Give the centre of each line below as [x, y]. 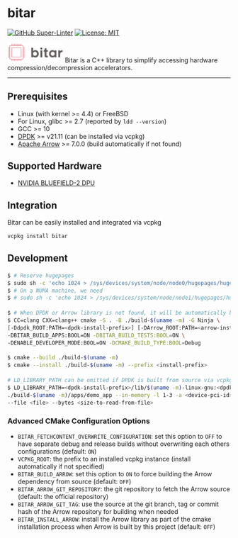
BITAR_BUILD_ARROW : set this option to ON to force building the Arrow [115, 473]
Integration [33, 205]
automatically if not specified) [61, 466]
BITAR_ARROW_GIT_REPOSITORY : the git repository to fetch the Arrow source [124, 489]
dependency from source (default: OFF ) [74, 481]
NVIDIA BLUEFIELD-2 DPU [56, 183]
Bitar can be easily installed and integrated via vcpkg [84, 223]
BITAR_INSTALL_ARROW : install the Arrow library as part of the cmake [114, 519]
